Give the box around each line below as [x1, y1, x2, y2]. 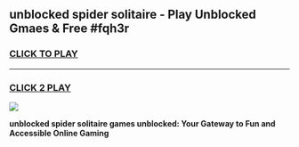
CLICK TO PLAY [9, 48, 78, 61]
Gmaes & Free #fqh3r [9, 21, 130, 37]
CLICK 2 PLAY [9, 81, 71, 94]
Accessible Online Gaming [9, 127, 109, 138]
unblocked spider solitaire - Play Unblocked [9, 7, 256, 22]
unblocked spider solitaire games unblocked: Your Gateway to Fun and [9, 118, 276, 128]
